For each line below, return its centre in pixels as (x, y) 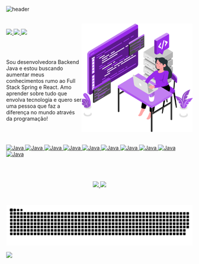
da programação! (27, 119)
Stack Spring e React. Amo (39, 87)
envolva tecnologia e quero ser (44, 100)
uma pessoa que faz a (33, 106)
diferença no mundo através (41, 112)
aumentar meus (25, 75)
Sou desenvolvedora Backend (43, 62)
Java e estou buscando (35, 68)
